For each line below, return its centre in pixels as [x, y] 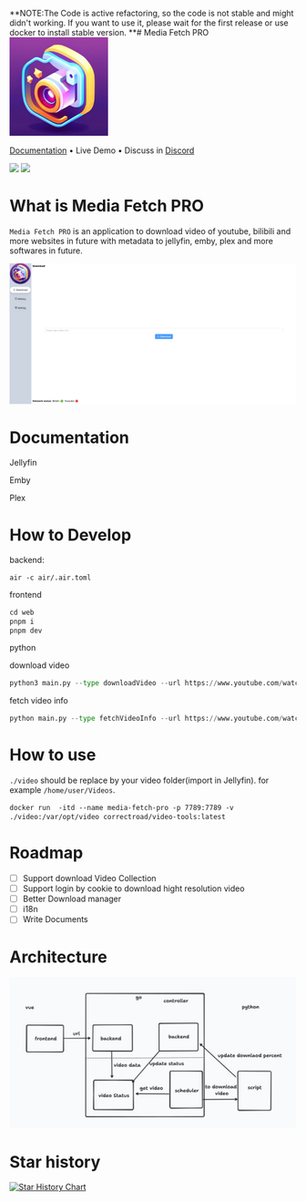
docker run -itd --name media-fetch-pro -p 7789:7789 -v [122, 808]
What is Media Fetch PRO [107, 206]
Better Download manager [72, 899]
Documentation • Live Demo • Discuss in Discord [102, 150]
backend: [27, 560]
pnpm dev [26, 631]
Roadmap [46, 853]
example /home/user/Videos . [62, 790]
